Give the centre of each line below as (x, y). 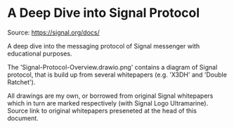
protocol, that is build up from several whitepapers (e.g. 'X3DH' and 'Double (117, 75)
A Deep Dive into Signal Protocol (104, 13)
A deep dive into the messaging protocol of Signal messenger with (104, 46)
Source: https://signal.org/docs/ (53, 32)
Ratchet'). (21, 82)
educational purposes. (40, 53)
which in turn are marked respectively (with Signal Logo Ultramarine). (108, 103)
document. (23, 118)
